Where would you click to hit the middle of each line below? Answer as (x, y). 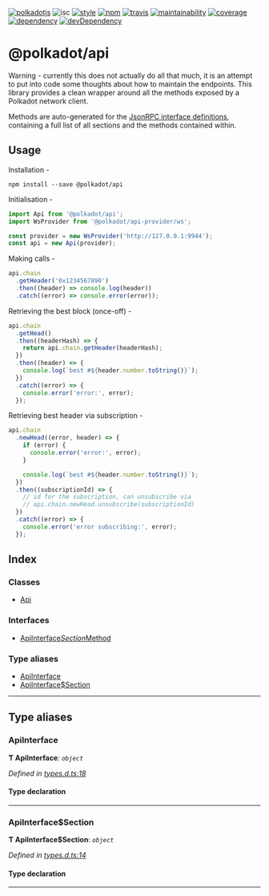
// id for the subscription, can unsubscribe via (107, 497)
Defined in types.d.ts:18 (47, 773)
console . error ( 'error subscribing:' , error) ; (100, 527)
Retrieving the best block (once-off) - (70, 311)
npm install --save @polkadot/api (66, 184)
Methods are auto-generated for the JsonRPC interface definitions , (119, 116)
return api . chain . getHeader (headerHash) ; (92, 348)
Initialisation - (31, 199)
